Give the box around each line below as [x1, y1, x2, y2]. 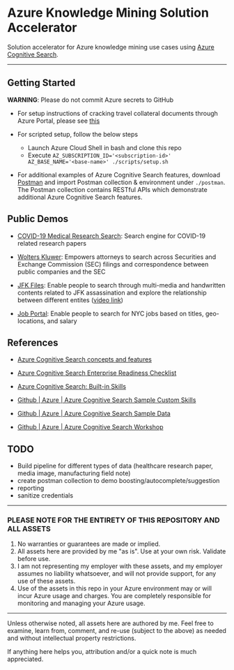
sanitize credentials [17, 491, 74, 500]
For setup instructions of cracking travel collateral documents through [17, 109, 218, 117]
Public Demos [7, 213, 69, 225]
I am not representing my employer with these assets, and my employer [17, 562, 223, 570]
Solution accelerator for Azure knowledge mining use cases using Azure [7, 43, 214, 51]
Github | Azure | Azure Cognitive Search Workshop [17, 423, 164, 431]
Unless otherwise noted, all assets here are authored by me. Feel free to [7, 619, 214, 627]
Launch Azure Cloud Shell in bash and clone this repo [27, 143, 182, 151]
